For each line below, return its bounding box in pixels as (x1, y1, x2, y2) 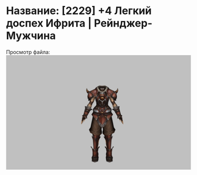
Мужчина (6, 29, 56, 42)
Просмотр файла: (6, 48, 50, 55)
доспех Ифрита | (6, 16, 92, 30)
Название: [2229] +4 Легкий (6, 4, 152, 18)
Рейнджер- (93, 16, 152, 30)
